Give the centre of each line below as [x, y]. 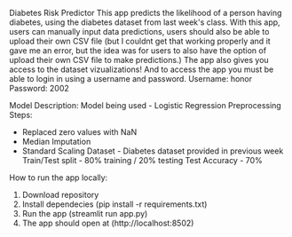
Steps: [21, 115]
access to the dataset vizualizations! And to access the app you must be [142, 69]
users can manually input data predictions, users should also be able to [139, 32]
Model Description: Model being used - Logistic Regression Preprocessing [145, 105]
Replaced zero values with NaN [79, 132]
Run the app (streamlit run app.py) [85, 213]
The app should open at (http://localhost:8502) [108, 223]
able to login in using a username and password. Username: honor [131, 79]
